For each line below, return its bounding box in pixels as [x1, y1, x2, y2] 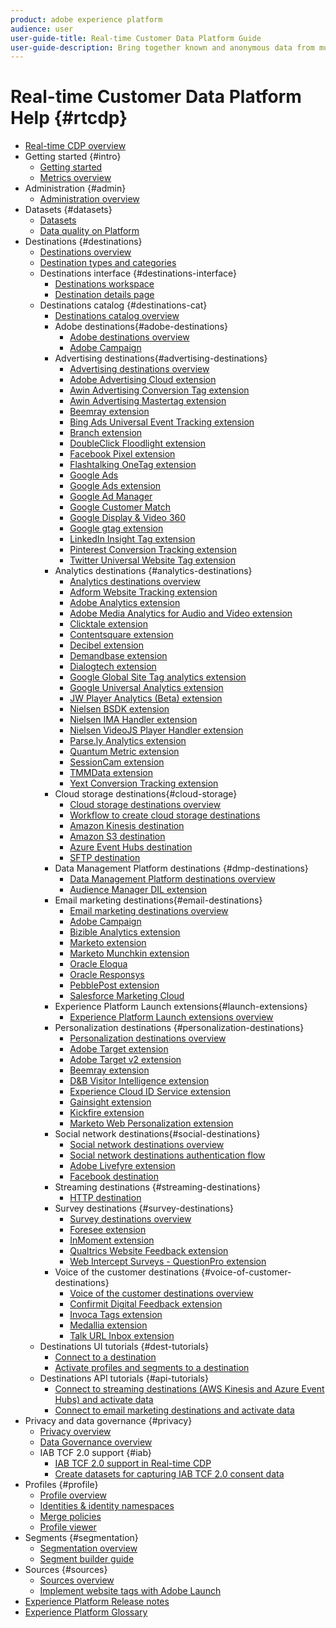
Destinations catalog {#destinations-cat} [39, 299, 208, 311]
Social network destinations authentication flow [69, 1149, 266, 1161]
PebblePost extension [69, 979, 160, 991]
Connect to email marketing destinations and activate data [54, 1404, 295, 1416]
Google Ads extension [69, 480, 162, 492]
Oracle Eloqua [69, 958, 128, 970]
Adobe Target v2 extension [69, 1054, 182, 1066]
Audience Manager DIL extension [69, 884, 208, 896]
